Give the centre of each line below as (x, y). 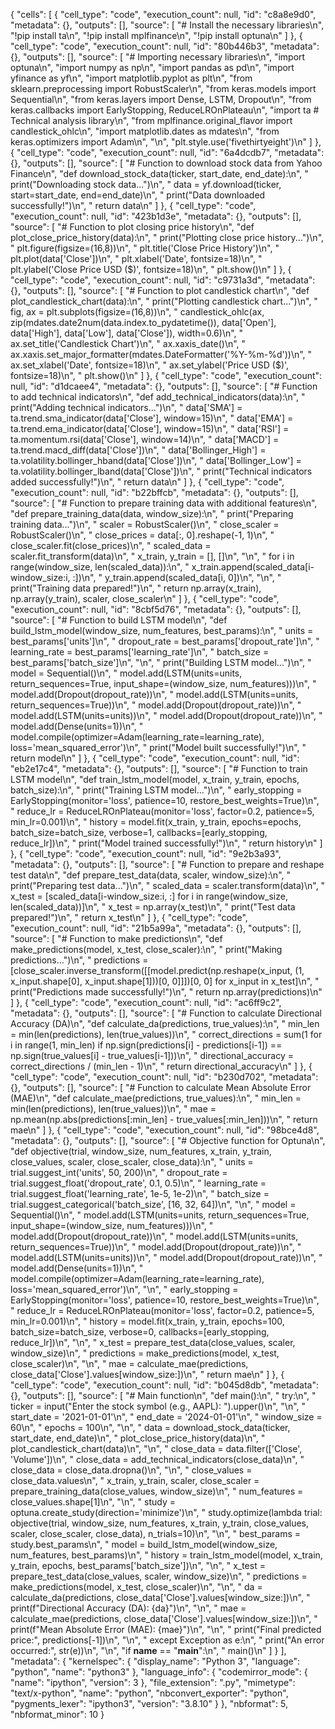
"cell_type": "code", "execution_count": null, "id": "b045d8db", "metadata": (164, 1385)
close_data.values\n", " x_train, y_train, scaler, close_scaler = (135, 1480)
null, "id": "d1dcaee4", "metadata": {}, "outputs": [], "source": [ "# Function (164, 386)
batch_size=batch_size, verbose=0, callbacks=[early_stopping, (140, 1332)
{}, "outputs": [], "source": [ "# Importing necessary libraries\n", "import (158, 57)
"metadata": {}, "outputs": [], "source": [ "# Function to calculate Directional (166, 1013)
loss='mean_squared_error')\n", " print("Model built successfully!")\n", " (158, 747)
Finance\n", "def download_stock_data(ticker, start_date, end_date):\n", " (159, 173)
